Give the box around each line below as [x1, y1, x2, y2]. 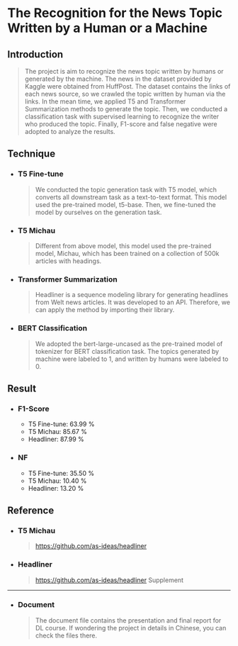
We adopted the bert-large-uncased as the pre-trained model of [35, 339, 223, 348]
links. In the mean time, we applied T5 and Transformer [24, 97, 186, 106]
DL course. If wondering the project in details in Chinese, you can [35, 623, 227, 632]
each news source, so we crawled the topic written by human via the [24, 90, 226, 98]
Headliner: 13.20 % [28, 484, 84, 492]
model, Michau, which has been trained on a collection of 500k [35, 249, 220, 257]
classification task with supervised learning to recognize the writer [24, 112, 220, 121]
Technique [7, 147, 55, 160]
